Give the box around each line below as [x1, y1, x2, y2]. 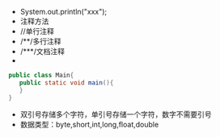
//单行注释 [19, 27, 54, 35]
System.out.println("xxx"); [19, 7, 108, 16]
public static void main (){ [19, 78, 114, 87]
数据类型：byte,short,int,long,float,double [19, 119, 159, 129]
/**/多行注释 [19, 36, 61, 46]
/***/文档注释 [19, 47, 65, 56]
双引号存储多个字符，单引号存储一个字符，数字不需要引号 [19, 109, 212, 119]
